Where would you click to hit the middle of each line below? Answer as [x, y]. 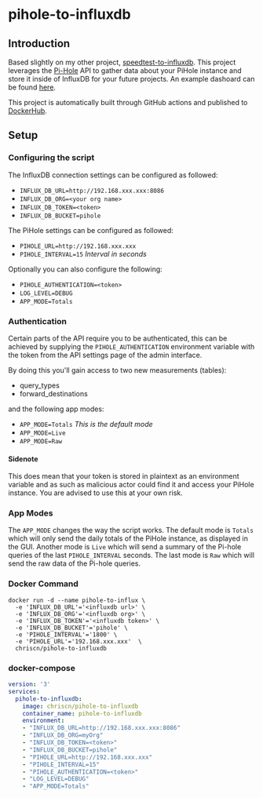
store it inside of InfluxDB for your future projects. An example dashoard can [131, 79]
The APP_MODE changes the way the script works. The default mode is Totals [131, 530]
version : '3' [29, 684]
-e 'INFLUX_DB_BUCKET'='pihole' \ [71, 628]
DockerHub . [27, 111]
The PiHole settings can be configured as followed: [91, 230]
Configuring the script [51, 158]
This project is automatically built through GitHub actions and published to [128, 102]
